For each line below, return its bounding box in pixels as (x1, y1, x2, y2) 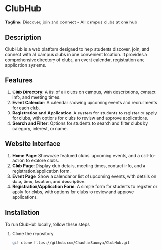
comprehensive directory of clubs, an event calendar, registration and (5, 57, 145, 63)
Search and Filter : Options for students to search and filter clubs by (12, 120, 148, 126)
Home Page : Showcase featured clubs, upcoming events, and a (12, 153, 140, 159)
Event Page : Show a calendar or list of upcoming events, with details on (12, 173, 157, 179)
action (12, 158, 25, 164)
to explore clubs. (26, 158, 59, 164)
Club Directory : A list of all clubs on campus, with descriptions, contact (12, 89, 156, 95)
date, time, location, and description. (12, 179, 86, 184)
